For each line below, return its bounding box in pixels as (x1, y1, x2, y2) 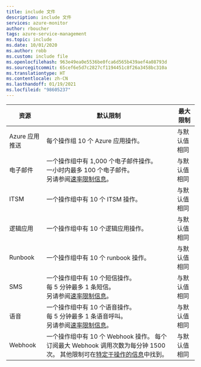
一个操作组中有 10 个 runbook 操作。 (46, 253, 151, 261)
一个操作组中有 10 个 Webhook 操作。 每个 (46, 332, 167, 341)
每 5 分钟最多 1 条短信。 (46, 282, 115, 291)
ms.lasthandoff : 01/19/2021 (6, 82, 77, 88)
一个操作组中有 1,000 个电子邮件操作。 (46, 157, 157, 165)
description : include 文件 (6, 14, 72, 20)
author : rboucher (6, 25, 50, 32)
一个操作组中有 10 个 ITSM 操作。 (46, 195, 142, 203)
